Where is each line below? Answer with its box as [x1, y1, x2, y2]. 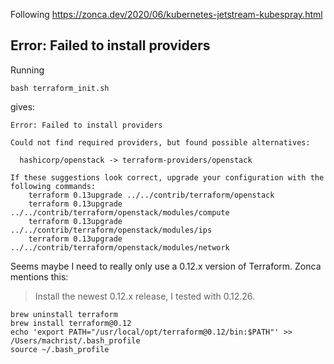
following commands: [10, 181, 97, 191]
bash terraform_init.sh [10, 83, 110, 93]
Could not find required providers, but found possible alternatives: [10, 137, 311, 148]
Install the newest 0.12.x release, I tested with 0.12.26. [34, 290, 256, 302]
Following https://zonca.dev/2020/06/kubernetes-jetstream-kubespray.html [10, 9, 323, 20]
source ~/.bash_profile [10, 344, 110, 354]
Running [10, 64, 45, 76]
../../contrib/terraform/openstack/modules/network [10, 242, 230, 253]
